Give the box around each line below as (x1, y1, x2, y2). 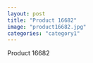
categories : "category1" (7, 29, 80, 37)
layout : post (7, 10, 46, 17)
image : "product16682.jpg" (7, 23, 87, 30)
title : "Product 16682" (7, 17, 77, 24)
